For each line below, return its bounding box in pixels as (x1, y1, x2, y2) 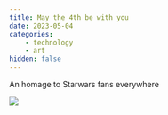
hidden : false (9, 54, 62, 63)
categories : (9, 29, 53, 38)
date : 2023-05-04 (9, 21, 74, 30)
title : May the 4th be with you (9, 12, 129, 22)
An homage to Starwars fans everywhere (9, 79, 160, 89)
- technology (25, 37, 74, 47)
